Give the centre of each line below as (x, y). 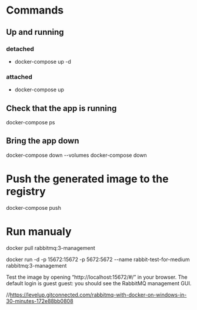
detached (20, 49)
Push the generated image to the (87, 179)
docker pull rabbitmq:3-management (51, 248)
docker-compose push (34, 207)
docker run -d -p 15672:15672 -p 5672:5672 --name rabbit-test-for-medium (98, 259)
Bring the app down (43, 141)
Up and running (35, 32)
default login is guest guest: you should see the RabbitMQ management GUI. (99, 283)
